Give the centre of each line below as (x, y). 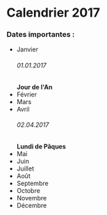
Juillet (25, 169)
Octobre (28, 190)
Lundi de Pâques (41, 146)
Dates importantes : (41, 35)
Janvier (27, 49)
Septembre (33, 183)
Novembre (32, 198)
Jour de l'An (34, 87)
